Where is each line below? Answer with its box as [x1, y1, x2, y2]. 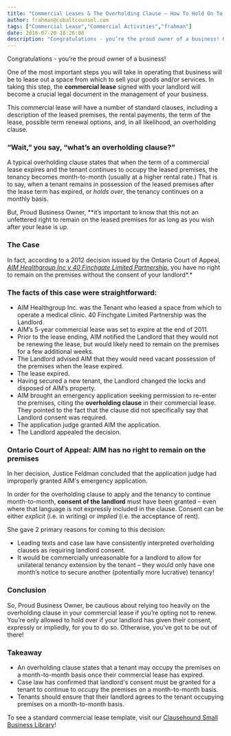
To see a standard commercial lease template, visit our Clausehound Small [7, 713, 219, 722]
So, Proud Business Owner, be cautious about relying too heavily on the [7, 601, 210, 609]
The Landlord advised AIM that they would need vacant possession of [16, 355, 216, 363]
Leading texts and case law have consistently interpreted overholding [16, 539, 214, 547]
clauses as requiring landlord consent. [16, 546, 126, 555]
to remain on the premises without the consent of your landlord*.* [7, 270, 193, 279]
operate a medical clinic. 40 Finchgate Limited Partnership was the [16, 311, 207, 319]
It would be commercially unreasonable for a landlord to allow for [16, 553, 201, 562]
